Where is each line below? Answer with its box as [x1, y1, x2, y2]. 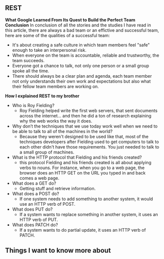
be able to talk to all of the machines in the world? [12, 128, 113, 134]
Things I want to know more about [5, 246, 111, 255]
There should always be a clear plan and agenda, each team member [12, 73, 152, 79]
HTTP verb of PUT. [19, 216, 58, 222]
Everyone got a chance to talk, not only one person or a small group [12, 63, 149, 68]
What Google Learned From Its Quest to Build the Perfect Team [5, 17, 136, 22]
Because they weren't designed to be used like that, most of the [19, 133, 149, 139]
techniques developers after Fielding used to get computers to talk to [19, 139, 159, 145]
